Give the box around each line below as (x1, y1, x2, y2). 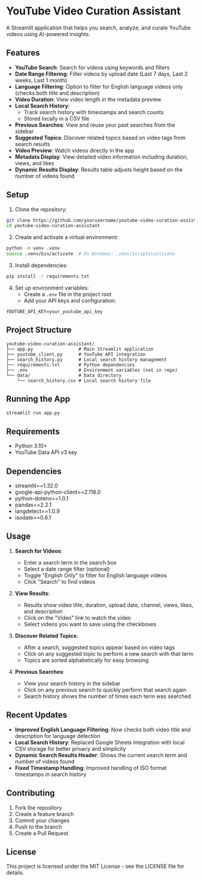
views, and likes (14, 159, 55, 166)
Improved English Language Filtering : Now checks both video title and (14, 725, 191, 733)
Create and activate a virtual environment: (14, 234, 118, 241)
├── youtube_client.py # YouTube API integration (6, 351, 146, 357)
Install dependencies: (14, 262, 68, 269)
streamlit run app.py (6, 410, 60, 416)
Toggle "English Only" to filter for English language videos (23, 572, 167, 579)
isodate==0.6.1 (14, 514, 51, 521)
